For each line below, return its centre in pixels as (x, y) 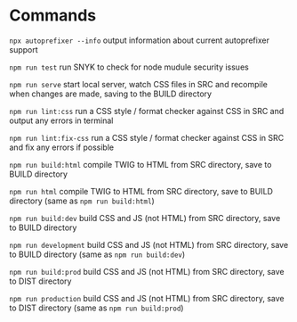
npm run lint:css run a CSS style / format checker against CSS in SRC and (147, 111)
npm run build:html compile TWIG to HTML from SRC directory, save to (140, 164)
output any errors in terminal (61, 120)
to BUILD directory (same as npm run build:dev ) (97, 254)
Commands (53, 16)
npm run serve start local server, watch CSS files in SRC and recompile (139, 84)
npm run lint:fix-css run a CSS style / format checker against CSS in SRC (147, 137)
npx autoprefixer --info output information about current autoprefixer (139, 40)
